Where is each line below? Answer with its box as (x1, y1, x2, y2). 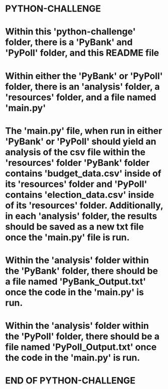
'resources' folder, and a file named (5, 91, 156, 103)
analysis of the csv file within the (5, 146, 145, 158)
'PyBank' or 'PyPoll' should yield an (5, 136, 156, 147)
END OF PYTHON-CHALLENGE (5, 375, 135, 386)
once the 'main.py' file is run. (5, 232, 130, 243)
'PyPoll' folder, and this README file (5, 47, 159, 59)
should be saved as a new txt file (5, 221, 144, 232)
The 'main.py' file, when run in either (5, 125, 162, 136)
